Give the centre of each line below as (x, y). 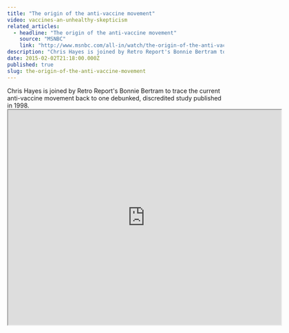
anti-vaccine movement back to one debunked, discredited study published (114, 98)
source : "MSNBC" (43, 39)
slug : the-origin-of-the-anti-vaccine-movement (77, 71)
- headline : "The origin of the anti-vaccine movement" (95, 33)
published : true (30, 65)
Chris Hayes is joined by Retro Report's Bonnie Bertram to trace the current (114, 91)
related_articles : (33, 26)
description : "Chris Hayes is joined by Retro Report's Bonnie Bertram (112, 52)
